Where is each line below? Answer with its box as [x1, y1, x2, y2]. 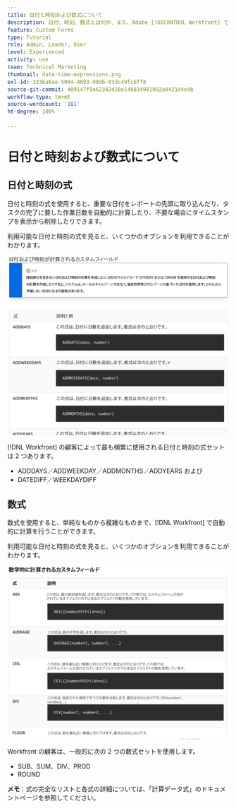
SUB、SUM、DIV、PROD [17, 762, 91, 771]
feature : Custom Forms [7, 26, 74, 33]
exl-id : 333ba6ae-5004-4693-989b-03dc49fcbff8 [7, 78, 147, 85]
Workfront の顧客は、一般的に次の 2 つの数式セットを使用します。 [7, 747, 199, 755]
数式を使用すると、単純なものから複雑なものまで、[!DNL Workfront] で [7, 519, 213, 527]
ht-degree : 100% [7, 108, 55, 116]
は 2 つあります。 [7, 452, 58, 460]
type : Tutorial [7, 34, 52, 41]
